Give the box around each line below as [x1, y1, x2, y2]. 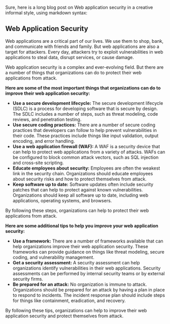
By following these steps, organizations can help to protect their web [5, 207, 149, 213]
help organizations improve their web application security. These [12, 243, 148, 249]
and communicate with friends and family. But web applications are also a [5, 43, 160, 49]
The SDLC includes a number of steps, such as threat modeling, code [12, 111, 158, 117]
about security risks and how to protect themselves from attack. [12, 176, 147, 182]
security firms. [12, 276, 43, 282]
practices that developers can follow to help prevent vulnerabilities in [12, 127, 157, 133]
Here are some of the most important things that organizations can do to [5, 85, 161, 91]
